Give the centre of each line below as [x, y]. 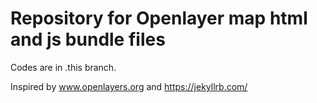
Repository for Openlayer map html [159, 18]
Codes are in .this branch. [63, 67]
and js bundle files [88, 39]
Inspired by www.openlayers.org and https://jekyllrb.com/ [129, 86]
